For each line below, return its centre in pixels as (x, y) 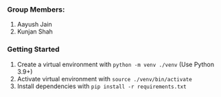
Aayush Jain (35, 25)
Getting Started (33, 49)
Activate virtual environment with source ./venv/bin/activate (104, 79)
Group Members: (36, 10)
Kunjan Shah (35, 31)
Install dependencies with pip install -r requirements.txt (102, 86)
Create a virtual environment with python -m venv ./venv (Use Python (116, 64)
